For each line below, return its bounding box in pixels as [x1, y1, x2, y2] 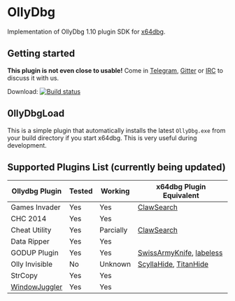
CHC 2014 [10, 214, 47, 224]
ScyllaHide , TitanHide [137, 260, 208, 269]
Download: [7, 87, 38, 95]
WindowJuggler [10, 282, 63, 292]
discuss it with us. [7, 73, 59, 82]
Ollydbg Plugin [11, 186, 62, 196]
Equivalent [163, 190, 199, 200]
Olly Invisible [10, 260, 53, 269]
